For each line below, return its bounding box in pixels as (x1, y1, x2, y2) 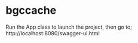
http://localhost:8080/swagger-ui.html (5, 29, 100, 36)
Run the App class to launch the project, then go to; (5, 23, 133, 30)
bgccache (5, 4, 57, 17)
